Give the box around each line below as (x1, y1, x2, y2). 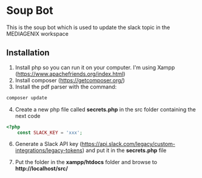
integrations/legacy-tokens (15, 147, 83, 154)
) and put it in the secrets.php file (82, 147, 167, 154)
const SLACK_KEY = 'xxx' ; (17, 130, 83, 136)
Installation (6, 48, 50, 58)
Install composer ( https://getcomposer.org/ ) (15, 76, 126, 84)
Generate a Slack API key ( (15, 140, 82, 148)
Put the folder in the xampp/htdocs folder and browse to (15, 159, 158, 166)
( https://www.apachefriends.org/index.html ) (15, 70, 126, 77)
